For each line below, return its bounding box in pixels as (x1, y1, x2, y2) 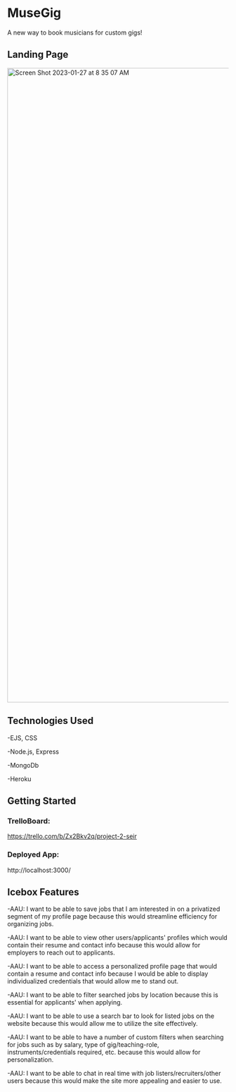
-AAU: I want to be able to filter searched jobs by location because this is (7, 990, 219, 999)
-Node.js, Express (7, 747, 60, 756)
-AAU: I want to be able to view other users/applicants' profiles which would (7, 933, 228, 942)
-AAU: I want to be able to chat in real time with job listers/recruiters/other (7, 1069, 221, 1078)
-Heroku (7, 774, 32, 783)
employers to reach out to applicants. (7, 948, 115, 957)
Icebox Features (7, 886, 79, 898)
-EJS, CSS (7, 733, 37, 742)
